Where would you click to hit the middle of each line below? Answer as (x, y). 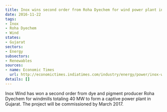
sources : (14, 65)
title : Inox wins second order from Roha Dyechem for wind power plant (81, 10)
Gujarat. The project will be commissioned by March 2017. (64, 104)
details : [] (17, 79)
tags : (11, 19)
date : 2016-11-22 (23, 14)
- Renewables (19, 61)
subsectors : (17, 56)
